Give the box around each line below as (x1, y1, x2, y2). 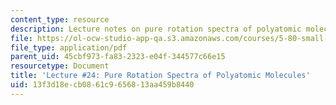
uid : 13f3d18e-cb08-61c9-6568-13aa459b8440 (10, 80, 195, 90)
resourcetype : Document (10, 61, 110, 71)
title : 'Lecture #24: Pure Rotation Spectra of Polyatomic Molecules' (10, 71, 311, 81)
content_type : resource (10, 14, 110, 25)
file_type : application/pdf (10, 42, 128, 53)
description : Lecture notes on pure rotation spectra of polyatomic (10, 24, 302, 34)
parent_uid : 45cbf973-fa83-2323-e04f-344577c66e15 (10, 52, 226, 62)
